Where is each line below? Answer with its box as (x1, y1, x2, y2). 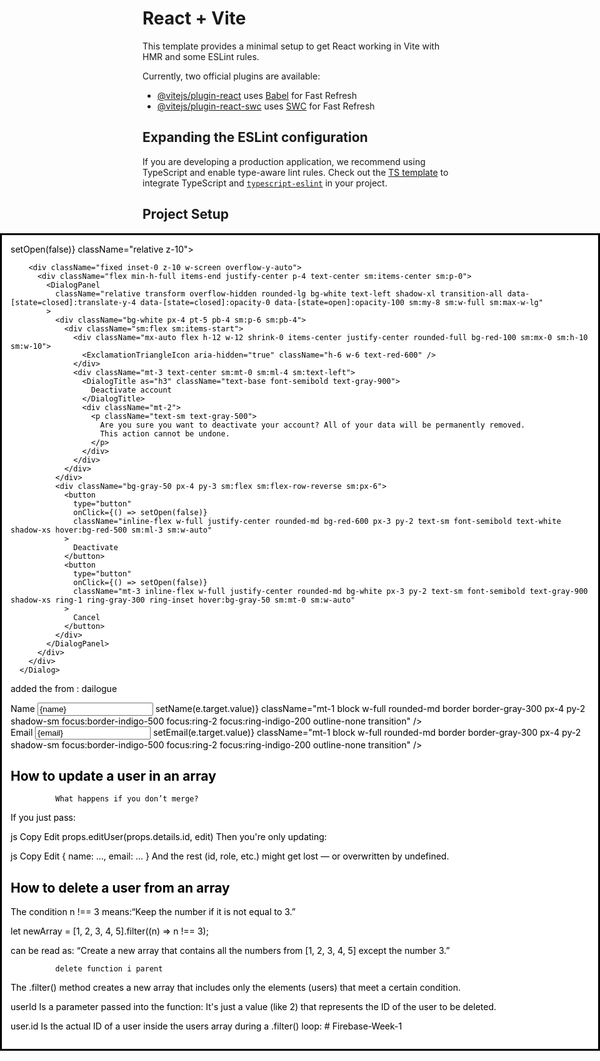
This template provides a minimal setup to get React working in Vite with (142, 40, 440, 52)
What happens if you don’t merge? (55, 794, 199, 804)
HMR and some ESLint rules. (142, 50, 260, 62)
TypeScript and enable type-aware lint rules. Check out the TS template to (142, 166, 449, 178)
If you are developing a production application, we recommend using (142, 155, 426, 167)
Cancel (73, 612, 101, 622)
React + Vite (142, 7, 247, 30)
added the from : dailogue (10, 682, 118, 694)
